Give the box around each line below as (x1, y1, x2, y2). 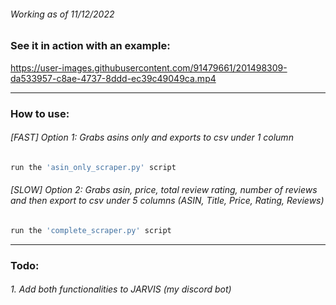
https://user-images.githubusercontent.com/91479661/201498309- (10, 61, 288, 74)
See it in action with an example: (10, 39, 171, 53)
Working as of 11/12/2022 (10, 8, 115, 20)
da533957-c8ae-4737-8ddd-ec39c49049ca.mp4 (10, 72, 217, 84)
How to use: (10, 106, 70, 120)
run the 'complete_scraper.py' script (10, 225, 172, 235)
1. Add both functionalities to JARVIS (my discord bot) (10, 283, 232, 295)
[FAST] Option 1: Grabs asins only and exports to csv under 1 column (10, 131, 294, 144)
